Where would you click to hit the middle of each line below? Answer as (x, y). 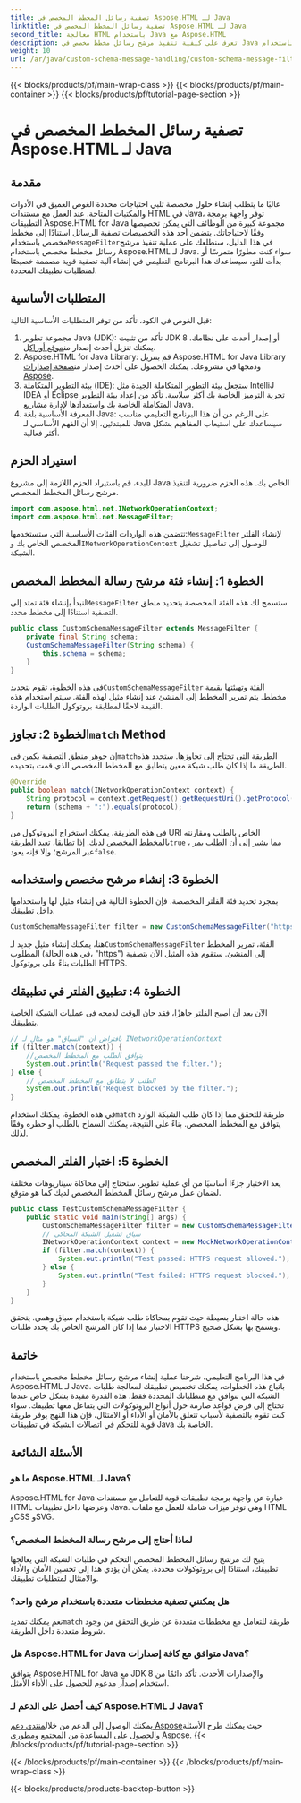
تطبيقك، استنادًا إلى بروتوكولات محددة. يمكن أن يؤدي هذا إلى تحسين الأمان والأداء (144, 1569)
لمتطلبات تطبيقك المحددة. (54, 270)
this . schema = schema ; (84, 653)
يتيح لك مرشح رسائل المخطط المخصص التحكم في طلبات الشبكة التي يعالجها (138, 1559)
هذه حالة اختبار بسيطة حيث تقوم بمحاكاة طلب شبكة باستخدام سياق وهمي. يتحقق (145, 1318)
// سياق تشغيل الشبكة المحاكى (92, 1234)
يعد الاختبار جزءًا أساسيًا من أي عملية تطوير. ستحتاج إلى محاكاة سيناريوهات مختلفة (146, 1182)
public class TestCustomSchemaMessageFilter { (98, 1209)
